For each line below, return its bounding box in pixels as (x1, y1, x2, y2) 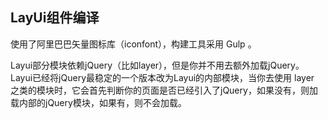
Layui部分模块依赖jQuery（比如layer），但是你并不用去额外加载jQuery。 (10, 59, 305, 71)
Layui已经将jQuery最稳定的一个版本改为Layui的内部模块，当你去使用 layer (10, 71, 315, 83)
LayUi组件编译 (10, 9, 100, 27)
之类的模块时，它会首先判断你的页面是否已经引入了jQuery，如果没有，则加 (10, 84, 318, 96)
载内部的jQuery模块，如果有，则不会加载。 (10, 96, 187, 108)
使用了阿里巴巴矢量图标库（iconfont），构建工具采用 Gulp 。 (10, 38, 257, 50)
